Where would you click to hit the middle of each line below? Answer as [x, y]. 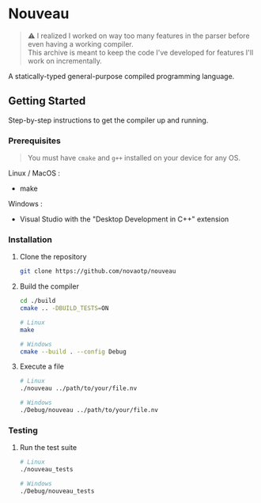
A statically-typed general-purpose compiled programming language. [121, 76]
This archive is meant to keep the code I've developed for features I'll [140, 52]
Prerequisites [34, 141]
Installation [30, 240]
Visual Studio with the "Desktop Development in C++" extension [124, 219]
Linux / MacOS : [34, 173]
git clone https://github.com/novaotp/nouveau [98, 271]
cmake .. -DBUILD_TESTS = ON [64, 308]
